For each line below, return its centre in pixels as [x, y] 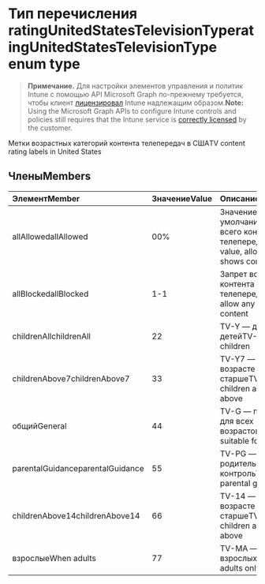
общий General [39, 425]
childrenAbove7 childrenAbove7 [71, 378]
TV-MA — [239, 548]
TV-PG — [238, 453]
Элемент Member [46, 198]
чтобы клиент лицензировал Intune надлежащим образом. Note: [136, 103]
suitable [235, 440]
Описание [240, 198]
